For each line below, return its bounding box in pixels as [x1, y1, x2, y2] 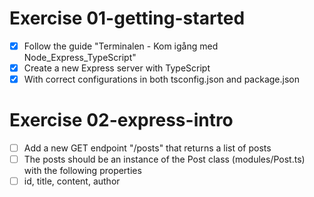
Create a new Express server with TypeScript [23, 62, 211, 74]
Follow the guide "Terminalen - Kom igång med [23, 40, 219, 52]
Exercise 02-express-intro [9, 109, 234, 132]
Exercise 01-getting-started [9, 7, 246, 30]
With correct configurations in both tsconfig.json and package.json [23, 73, 300, 86]
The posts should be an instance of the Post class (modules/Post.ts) [23, 153, 306, 166]
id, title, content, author [23, 175, 121, 187]
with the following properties [23, 165, 142, 177]
